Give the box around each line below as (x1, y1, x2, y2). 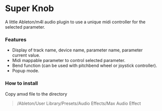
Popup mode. (12, 68, 39, 74)
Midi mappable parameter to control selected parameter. (12, 58, 126, 63)
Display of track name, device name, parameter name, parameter (12, 47, 143, 53)
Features (5, 36, 27, 43)
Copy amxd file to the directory (5, 91, 67, 97)
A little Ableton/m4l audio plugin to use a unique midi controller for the (5, 19, 146, 25)
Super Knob (5, 3, 54, 14)
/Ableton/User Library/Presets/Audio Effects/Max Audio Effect (17, 100, 141, 106)
